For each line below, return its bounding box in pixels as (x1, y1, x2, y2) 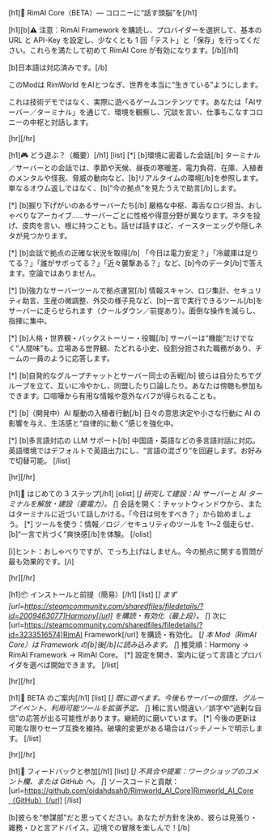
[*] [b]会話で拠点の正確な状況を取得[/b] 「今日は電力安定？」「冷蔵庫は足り (8, 248, 259, 258)
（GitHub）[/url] (8, 795, 63, 805)
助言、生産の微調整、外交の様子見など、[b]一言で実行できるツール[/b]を (22, 296, 263, 305)
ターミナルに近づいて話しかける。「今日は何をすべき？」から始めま (15, 509, 239, 518)
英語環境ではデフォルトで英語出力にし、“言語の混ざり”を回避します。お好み (8, 446, 262, 455)
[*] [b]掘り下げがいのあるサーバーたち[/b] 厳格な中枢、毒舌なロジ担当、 (8, 200, 249, 210)
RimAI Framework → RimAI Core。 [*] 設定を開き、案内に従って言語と (8, 650, 241, 659)
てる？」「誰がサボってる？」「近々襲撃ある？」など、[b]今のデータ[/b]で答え (8, 259, 264, 268)
